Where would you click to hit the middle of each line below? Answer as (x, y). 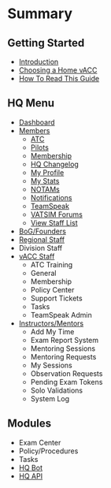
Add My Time (52, 331)
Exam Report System (65, 340)
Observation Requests (67, 373)
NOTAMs (45, 189)
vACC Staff (37, 256)
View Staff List (54, 222)
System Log (50, 398)
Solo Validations (57, 390)
